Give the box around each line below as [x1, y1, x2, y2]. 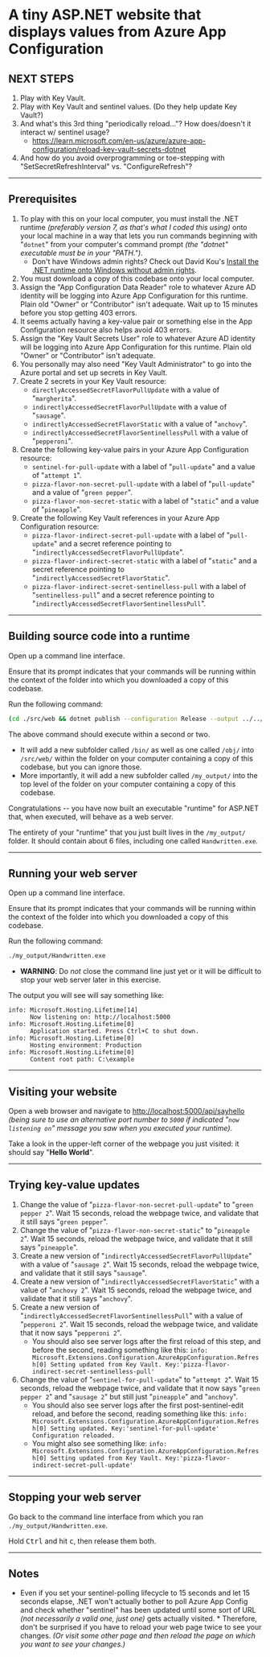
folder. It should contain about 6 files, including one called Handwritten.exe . [8, 835, 259, 846]
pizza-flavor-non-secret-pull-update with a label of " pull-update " [31, 479, 256, 488]
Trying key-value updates [8, 1178, 141, 1192]
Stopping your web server [8, 1490, 142, 1504]
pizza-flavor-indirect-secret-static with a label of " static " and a [31, 555, 257, 565]
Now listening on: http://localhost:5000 [29, 1013, 171, 1021]
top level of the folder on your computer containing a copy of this [19, 779, 236, 789]
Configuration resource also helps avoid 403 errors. [19, 324, 192, 335]
